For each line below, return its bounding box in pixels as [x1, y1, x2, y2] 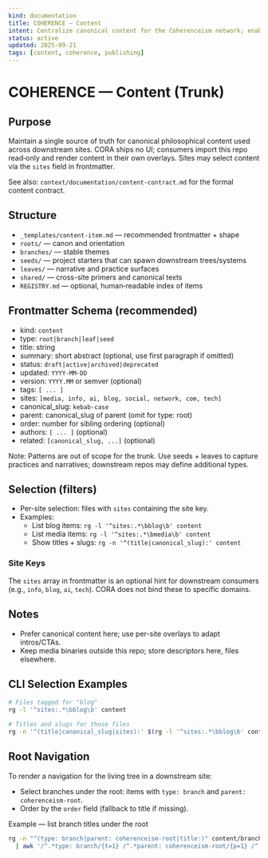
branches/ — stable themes [19, 247, 110, 256]
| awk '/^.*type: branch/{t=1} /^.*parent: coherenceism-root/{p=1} [15, 842, 248, 850]
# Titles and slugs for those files [8, 721, 130, 729]
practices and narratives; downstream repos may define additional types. [8, 459, 249, 469]
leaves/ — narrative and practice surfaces [19, 264, 160, 273]
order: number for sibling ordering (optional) [19, 419, 165, 428]
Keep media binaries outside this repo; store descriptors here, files [19, 645, 239, 655]
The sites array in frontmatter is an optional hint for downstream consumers [8, 576, 259, 586]
